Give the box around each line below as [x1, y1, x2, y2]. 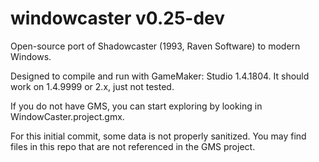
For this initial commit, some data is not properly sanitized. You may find [10, 130, 307, 142]
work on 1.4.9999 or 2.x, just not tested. [10, 80, 175, 92]
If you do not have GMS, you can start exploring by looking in [10, 100, 263, 112]
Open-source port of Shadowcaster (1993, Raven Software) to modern [10, 40, 301, 52]
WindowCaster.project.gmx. [10, 110, 125, 122]
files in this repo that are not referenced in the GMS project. [10, 140, 256, 152]
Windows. [10, 50, 52, 62]
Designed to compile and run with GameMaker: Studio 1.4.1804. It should [10, 70, 310, 82]
